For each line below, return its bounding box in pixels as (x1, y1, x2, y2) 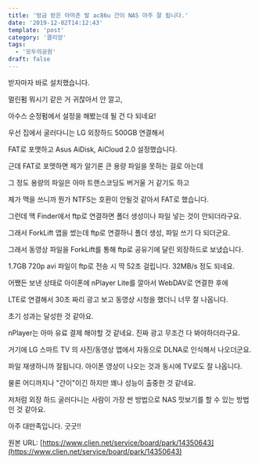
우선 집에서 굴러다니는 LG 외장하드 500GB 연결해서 (8, 127, 165, 137)
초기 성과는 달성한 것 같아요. (8, 311, 94, 320)
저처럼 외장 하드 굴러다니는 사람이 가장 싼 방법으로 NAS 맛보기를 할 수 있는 (8, 394, 235, 404)
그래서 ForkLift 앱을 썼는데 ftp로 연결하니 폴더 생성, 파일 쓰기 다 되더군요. (8, 228, 231, 237)
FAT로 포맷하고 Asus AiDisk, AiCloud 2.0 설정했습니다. (8, 144, 178, 154)
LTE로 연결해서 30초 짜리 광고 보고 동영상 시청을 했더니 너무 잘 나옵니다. (8, 294, 228, 304)
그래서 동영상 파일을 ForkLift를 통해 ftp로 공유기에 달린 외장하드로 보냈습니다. (8, 244, 244, 254)
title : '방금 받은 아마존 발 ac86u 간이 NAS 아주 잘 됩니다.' (8, 11, 189, 20)
